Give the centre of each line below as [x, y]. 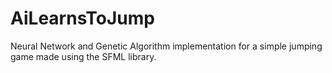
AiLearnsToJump [82, 18]
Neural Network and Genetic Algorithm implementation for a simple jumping [166, 46]
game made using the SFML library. [83, 56]
